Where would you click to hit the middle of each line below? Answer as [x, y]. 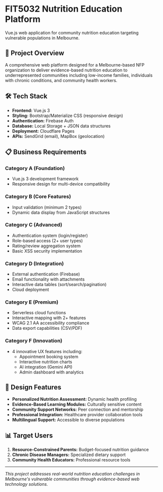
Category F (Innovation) [34, 341]
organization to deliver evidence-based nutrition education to [66, 70]
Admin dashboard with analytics [51, 372]
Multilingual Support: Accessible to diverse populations [68, 420]
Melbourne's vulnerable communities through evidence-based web [72, 479]
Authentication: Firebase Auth [43, 120]
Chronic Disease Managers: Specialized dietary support [69, 455]
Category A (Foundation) [35, 168]
